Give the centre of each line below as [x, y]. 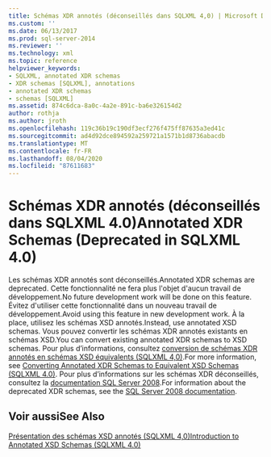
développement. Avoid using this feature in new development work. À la [127, 314]
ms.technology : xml [41, 53]
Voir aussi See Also [56, 417]
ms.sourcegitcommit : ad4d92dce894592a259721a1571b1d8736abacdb [117, 136]
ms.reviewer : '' [35, 46]
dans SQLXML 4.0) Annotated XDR [126, 223]
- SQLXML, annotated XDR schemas [65, 76]
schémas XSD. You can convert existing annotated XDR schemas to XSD [128, 340]
